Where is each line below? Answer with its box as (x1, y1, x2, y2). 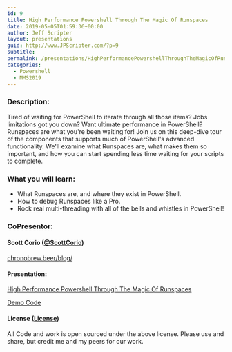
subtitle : (7, 49, 36, 56)
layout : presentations (7, 36, 72, 43)
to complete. (7, 157, 43, 165)
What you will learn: (7, 174, 76, 184)
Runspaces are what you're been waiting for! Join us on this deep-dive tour (7, 127, 222, 135)
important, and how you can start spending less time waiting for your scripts (7, 149, 224, 157)
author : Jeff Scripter (7, 29, 72, 37)
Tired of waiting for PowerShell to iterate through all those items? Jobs (7, 113, 208, 121)
